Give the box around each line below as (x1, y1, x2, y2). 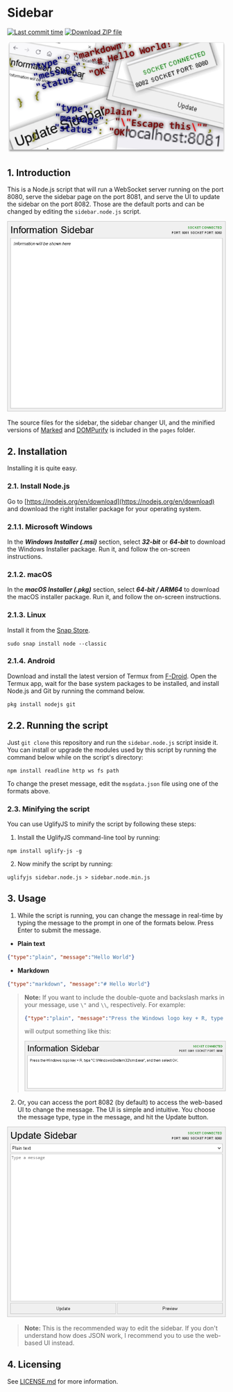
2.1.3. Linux (7, 610, 46, 620)
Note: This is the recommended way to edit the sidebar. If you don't (24, 1323, 218, 1332)
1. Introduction (7, 166, 71, 178)
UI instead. (44, 1339, 75, 1347)
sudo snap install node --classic (7, 640, 107, 647)
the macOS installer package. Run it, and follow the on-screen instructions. (7, 593, 222, 601)
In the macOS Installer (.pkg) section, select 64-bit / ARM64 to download (7, 585, 220, 594)
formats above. (7, 787, 51, 795)
